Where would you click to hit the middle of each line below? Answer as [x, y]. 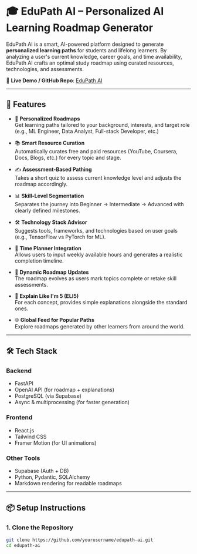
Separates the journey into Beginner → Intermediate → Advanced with [99, 204]
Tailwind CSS [30, 437]
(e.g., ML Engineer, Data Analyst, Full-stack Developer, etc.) [87, 131]
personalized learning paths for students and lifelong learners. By [86, 50]
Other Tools [23, 458]
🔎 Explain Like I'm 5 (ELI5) [47, 296]
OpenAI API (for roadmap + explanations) [64, 390]
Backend [19, 371]
